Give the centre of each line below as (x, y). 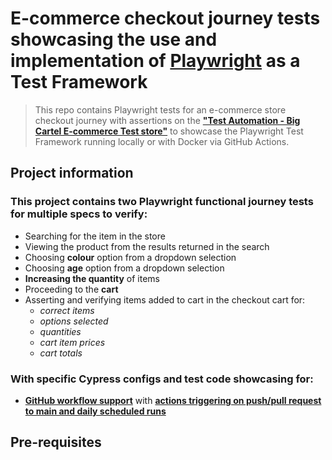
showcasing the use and (114, 39)
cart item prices (72, 342)
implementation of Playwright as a (155, 61)
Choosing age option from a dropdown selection (124, 268)
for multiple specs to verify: (79, 214)
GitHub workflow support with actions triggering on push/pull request (173, 400)
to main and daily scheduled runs (95, 411)
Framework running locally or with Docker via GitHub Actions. (162, 141)
